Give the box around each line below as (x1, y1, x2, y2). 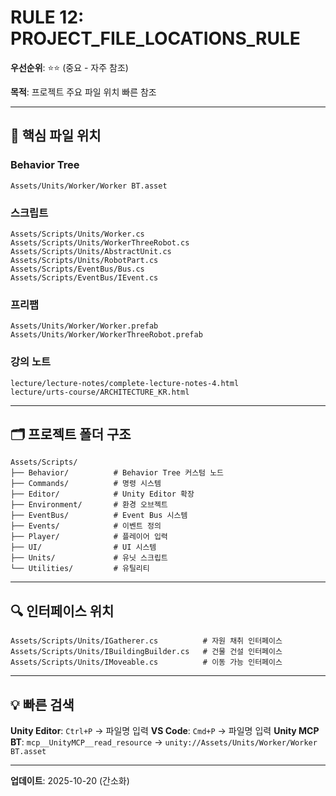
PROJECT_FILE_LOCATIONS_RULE (10, 27, 301, 50)
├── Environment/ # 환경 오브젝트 (10, 500, 168, 510)
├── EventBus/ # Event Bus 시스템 (10, 511, 188, 521)
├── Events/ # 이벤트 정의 (10, 521, 162, 531)
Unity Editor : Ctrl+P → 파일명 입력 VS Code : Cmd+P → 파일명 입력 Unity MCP (10, 724, 320, 736)
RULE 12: (10, 6, 85, 29)
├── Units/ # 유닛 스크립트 (10, 553, 168, 563)
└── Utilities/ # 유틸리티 (10, 564, 150, 574)
